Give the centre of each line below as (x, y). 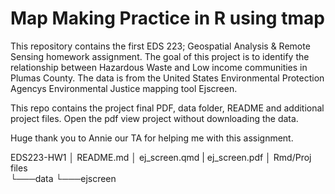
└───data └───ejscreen (63, 178)
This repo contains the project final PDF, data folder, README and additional (167, 108)
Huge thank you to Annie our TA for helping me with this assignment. (152, 138)
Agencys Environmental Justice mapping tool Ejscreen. (124, 88)
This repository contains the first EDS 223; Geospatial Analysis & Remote (160, 46)
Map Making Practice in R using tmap (167, 18)
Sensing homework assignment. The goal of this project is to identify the (160, 56)
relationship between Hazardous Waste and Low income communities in (159, 67)
